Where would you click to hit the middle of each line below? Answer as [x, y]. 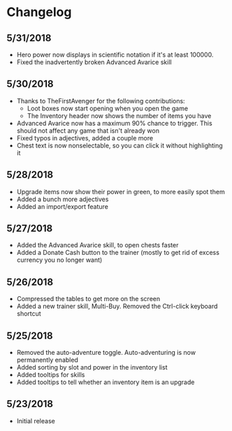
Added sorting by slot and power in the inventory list [92, 367]
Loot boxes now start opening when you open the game [108, 108]
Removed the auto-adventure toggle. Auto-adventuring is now [106, 353]
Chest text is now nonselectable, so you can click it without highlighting [119, 145]
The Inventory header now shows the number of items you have [119, 115]
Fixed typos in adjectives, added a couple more [85, 138]
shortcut [29, 314]
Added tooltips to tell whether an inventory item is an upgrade [106, 382]
